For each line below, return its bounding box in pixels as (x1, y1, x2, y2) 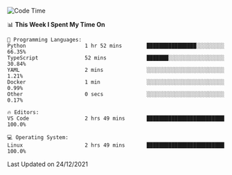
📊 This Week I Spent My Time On (7, 21, 105, 28)
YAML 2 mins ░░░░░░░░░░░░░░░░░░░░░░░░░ (7, 66, 225, 73)
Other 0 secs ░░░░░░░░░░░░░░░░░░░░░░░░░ (7, 91, 225, 98)
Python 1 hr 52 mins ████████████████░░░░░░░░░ (7, 42, 225, 49)
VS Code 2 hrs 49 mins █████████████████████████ (7, 115, 225, 122)
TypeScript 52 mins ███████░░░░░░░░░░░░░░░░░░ (7, 55, 225, 62)
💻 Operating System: (7, 134, 69, 141)
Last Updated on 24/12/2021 (7, 160, 89, 168)
